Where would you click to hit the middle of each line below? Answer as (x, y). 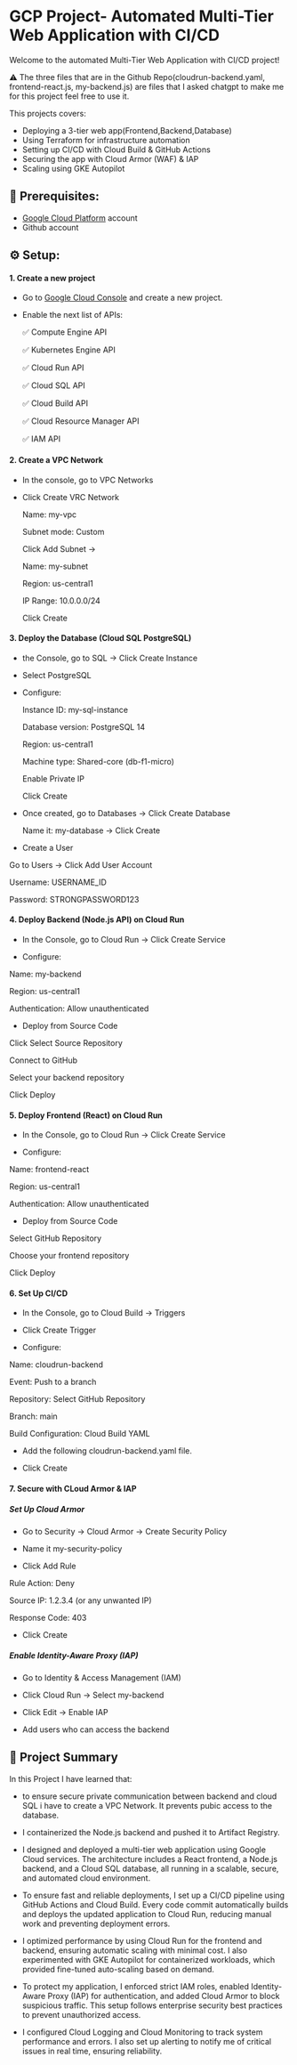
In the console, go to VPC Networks (88, 480)
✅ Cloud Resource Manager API (80, 421)
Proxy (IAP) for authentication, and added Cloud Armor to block (164, 1996)
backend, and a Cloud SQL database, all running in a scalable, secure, (150, 1868)
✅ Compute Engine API (64, 332)
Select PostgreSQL (56, 675)
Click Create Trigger (59, 1330)
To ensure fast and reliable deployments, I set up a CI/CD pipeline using (153, 1895)
